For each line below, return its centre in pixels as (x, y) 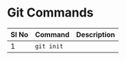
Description (96, 34)
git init (49, 46)
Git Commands (50, 13)
